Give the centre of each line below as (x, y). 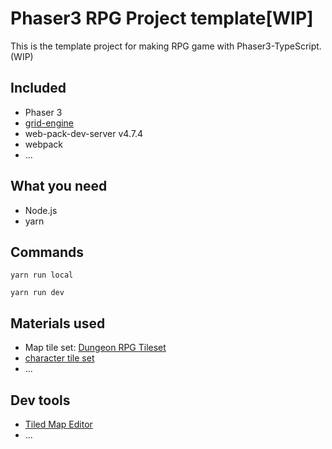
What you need (59, 186)
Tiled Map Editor (58, 424)
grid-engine (49, 123)
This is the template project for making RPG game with (122, 46)
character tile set (59, 358)
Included (38, 88)
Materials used (58, 323)
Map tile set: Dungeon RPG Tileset (95, 348)
